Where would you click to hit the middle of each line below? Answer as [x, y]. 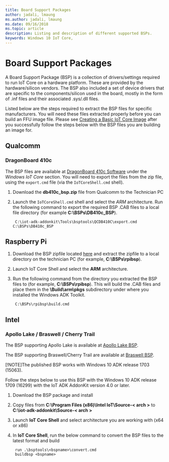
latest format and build [36, 440]
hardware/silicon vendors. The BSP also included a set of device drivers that [85, 88]
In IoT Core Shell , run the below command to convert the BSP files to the [88, 435]
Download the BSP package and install [53, 395]
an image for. [19, 130]
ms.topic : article [24, 29]
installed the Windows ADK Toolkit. [49, 295]
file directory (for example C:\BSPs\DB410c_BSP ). [65, 213]
